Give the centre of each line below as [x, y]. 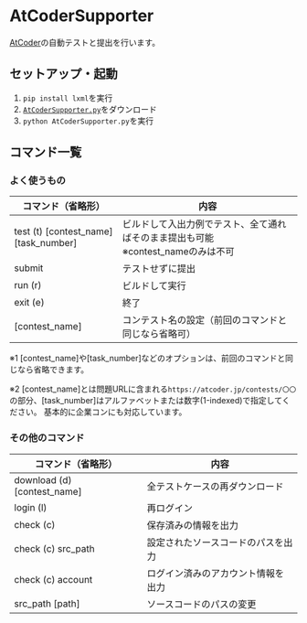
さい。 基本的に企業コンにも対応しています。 [102, 412]
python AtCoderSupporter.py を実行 [88, 121]
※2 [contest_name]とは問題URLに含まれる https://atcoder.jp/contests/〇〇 [153, 389]
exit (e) [29, 303]
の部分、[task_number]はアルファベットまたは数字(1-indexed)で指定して [146, 401]
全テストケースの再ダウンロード [215, 486]
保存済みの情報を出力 [193, 525]
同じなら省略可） [159, 334]
